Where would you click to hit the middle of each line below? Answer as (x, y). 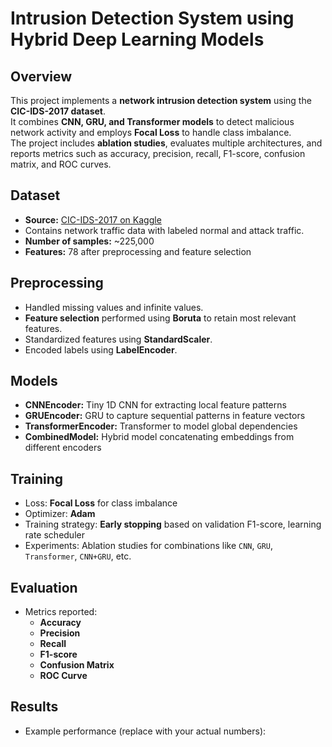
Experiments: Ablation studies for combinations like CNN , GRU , (148, 546)
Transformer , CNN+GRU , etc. (78, 556)
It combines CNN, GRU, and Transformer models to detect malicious (152, 121)
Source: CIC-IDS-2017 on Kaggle (93, 219)
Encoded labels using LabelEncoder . (101, 349)
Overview (41, 76)
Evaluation (44, 587)
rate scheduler (54, 535)
